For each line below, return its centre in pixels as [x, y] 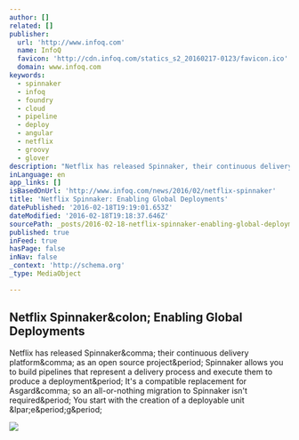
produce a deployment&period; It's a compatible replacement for [128, 381]
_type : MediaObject [45, 274]
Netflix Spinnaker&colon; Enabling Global [126, 318]
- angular [35, 133]
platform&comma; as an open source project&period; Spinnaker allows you [146, 362]
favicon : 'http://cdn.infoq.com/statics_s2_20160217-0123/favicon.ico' [153, 59]
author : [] [29, 17]
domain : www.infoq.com [59, 68]
